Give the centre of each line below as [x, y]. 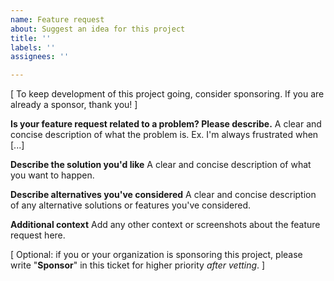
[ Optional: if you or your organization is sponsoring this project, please [156, 255]
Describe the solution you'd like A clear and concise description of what [161, 165]
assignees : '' [40, 57]
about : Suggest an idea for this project [98, 29]
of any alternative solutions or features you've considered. [131, 205]
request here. [38, 235]
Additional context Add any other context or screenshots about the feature [165, 225]
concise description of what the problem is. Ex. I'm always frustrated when [164, 135]
